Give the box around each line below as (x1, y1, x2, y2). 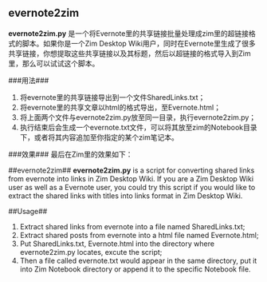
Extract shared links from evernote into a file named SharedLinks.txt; (19, 221, 245, 231)
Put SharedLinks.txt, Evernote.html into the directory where (19, 239, 215, 248)
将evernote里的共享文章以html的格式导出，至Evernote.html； (19, 102, 222, 112)
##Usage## (8, 206, 48, 216)
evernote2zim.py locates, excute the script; (19, 247, 163, 256)
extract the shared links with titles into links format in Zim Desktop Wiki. (8, 191, 243, 201)
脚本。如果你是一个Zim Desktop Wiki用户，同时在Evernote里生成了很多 (22, 38, 257, 48)
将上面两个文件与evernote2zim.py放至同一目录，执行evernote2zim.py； (19, 112, 257, 122)
